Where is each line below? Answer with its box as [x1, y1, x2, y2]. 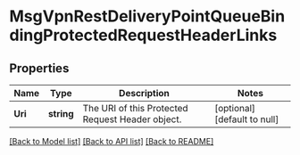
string [47, 108, 74, 119]
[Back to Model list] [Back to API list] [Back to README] [9, 136, 214, 146]
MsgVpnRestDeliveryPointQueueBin [9, 6, 286, 27]
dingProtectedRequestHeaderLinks [9, 25, 278, 45]
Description [119, 87, 170, 99]
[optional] [213, 102, 256, 114]
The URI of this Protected [82, 102, 189, 114]
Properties [9, 61, 70, 76]
